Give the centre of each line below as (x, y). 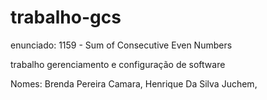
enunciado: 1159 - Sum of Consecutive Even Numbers (121, 45)
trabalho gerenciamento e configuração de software (118, 64)
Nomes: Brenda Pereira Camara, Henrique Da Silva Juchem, (134, 83)
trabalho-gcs (66, 17)
